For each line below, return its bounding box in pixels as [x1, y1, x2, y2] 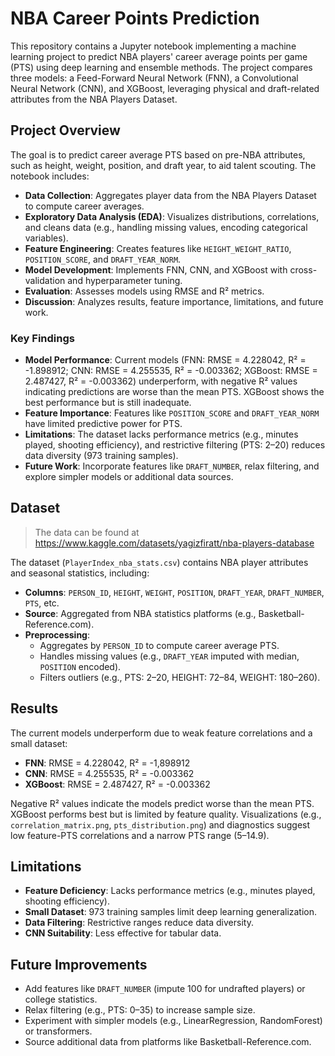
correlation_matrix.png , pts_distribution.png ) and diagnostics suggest [10, 818, 311, 831]
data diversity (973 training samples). [24, 450, 179, 462]
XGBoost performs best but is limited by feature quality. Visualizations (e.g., [10, 808, 322, 820]
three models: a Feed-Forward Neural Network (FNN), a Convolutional [10, 72, 299, 84]
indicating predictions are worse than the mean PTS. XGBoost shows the [24, 386, 325, 398]
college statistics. [24, 993, 98, 1006]
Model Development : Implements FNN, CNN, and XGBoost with [24, 263, 288, 276]
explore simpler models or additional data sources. [24, 471, 234, 483]
